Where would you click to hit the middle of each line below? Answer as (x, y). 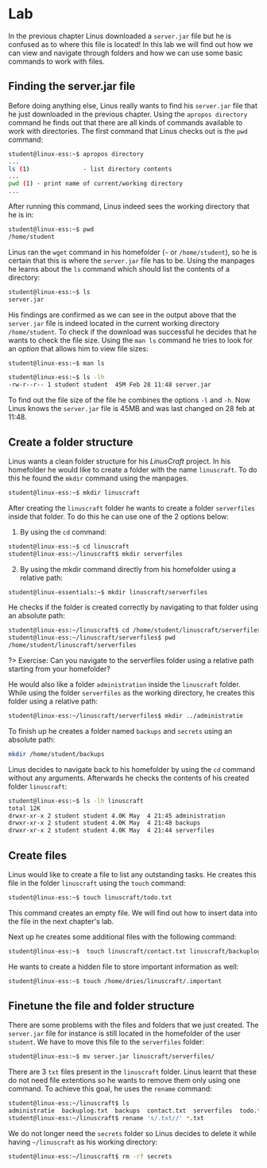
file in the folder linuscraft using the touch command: (97, 883)
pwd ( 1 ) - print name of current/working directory (95, 184)
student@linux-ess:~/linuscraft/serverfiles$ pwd (92, 638)
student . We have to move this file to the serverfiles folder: (106, 1042)
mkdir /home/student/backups (56, 754)
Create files (38, 855)
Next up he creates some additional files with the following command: (122, 936)
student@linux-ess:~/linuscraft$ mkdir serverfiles (95, 554)
